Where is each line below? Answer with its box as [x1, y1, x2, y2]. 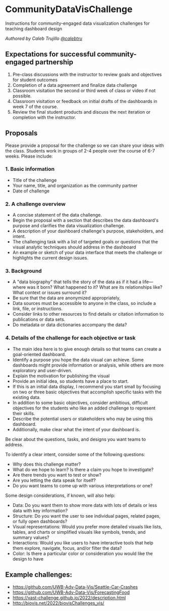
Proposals [5, 129, 38, 137]
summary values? [12, 534, 49, 540]
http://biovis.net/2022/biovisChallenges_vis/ [12, 600, 104, 606]
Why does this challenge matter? [12, 461, 81, 467]
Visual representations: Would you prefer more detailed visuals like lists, [12, 524, 162, 530]
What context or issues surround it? [12, 289, 87, 296]
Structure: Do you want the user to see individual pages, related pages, [12, 513, 161, 519]
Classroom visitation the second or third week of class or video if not [12, 87, 156, 93]
